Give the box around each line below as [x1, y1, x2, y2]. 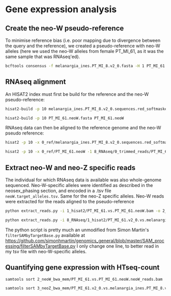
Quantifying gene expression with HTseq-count [5, 263, 160, 272]
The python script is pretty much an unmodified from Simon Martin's [5, 227, 149, 233]
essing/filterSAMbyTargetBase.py [5, 243, 76, 249]
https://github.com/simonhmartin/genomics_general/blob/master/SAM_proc [5, 237, 164, 244]
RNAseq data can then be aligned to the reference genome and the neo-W [5, 125, 161, 131]
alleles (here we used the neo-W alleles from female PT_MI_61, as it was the [5, 48, 164, 54]
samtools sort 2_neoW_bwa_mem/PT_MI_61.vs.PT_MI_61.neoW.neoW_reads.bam [5, 277, 163, 282]
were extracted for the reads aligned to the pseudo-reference [5, 199, 135, 204]
